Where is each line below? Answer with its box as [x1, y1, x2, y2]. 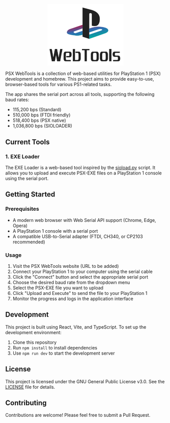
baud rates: [5, 96, 30, 103]
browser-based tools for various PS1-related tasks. [5, 81, 112, 88]
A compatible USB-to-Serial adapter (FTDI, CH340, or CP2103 [12, 233, 144, 239]
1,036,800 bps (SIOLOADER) [12, 123, 72, 129]
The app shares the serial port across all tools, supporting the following [5, 91, 155, 97]
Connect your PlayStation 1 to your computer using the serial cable [12, 268, 153, 275]
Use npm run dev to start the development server [12, 350, 115, 356]
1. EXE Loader [5, 153, 40, 160]
